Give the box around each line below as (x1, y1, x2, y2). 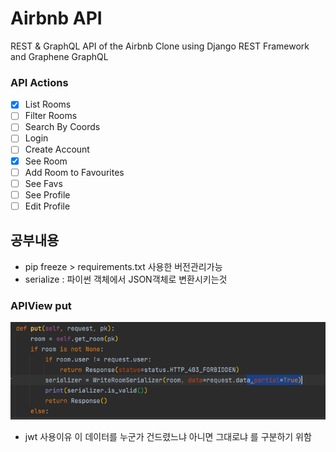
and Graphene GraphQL (10, 50, 109, 62)
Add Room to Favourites (24, 166, 125, 178)
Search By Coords (24, 121, 101, 133)
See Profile (24, 188, 71, 201)
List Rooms (24, 98, 72, 111)
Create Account (24, 143, 90, 156)
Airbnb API (10, 7, 103, 30)
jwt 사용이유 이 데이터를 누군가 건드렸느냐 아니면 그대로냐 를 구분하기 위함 (24, 430, 312, 442)
